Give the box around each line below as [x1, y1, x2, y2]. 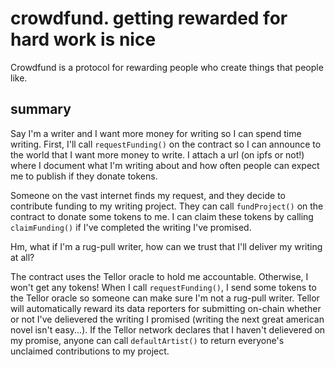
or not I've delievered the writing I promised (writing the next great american [10, 313, 325, 325]
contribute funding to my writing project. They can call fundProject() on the [10, 200, 324, 212]
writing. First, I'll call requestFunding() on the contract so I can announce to [10, 138, 322, 150]
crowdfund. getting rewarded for [10, 7, 288, 30]
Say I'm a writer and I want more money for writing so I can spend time [10, 127, 302, 139]
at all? [10, 251, 35, 263]
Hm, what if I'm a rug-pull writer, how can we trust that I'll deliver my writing [10, 240, 323, 252]
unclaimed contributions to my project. [10, 345, 170, 357]
